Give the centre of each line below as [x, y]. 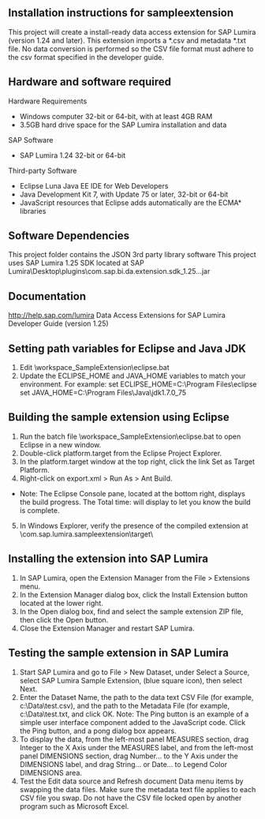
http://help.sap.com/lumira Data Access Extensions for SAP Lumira [117, 316]
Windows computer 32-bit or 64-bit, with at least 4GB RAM [116, 116]
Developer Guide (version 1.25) [58, 323]
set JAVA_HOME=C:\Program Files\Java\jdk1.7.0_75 [103, 393]
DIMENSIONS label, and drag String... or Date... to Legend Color [123, 764]
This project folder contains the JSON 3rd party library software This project [132, 255]
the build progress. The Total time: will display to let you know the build [135, 502]
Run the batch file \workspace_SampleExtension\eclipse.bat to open [130, 436]
